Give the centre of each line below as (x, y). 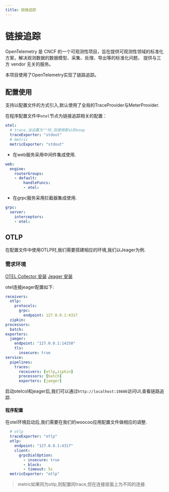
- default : (26, 178)
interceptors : (29, 217)
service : (14, 357)
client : (22, 450)
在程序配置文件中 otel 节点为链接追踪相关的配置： (56, 116)
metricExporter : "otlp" (35, 474)
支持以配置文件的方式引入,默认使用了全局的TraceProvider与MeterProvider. (82, 105)
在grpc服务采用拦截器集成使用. (45, 198)
